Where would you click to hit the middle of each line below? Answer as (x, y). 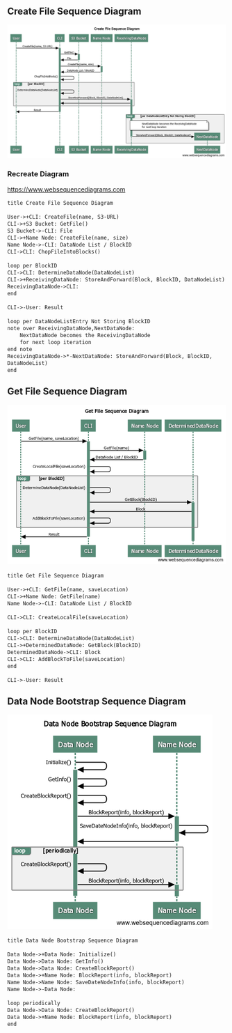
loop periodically (34, 1003)
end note (20, 349)
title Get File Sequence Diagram (56, 575)
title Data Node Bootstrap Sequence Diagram (73, 940)
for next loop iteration (56, 342)
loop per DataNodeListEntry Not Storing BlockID (79, 321)
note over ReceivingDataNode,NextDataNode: (71, 328)
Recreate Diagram (38, 174)
